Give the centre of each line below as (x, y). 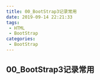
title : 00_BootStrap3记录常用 (41, 11)
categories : (21, 39)
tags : (13, 22)
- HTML (17, 28)
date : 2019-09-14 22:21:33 (39, 17)
